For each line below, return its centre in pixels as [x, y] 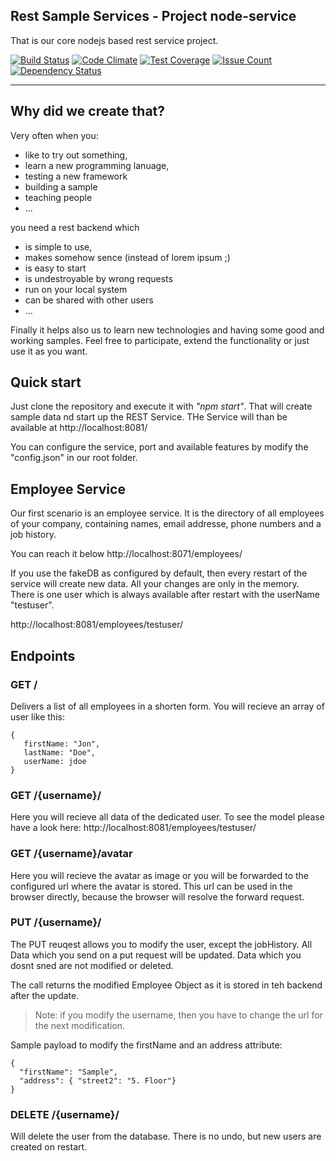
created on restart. [49, 1147]
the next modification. [80, 1025]
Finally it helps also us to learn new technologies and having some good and [167, 330]
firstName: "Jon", [62, 744]
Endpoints [43, 655]
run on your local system [76, 289]
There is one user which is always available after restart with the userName [165, 595]
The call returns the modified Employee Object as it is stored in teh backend [166, 985]
